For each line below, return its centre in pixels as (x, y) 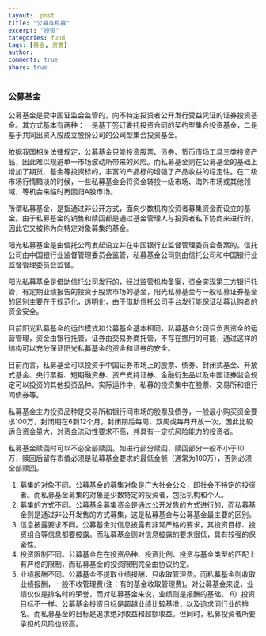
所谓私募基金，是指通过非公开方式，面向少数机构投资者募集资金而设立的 (126, 209)
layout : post (32, 15)
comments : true (33, 60)
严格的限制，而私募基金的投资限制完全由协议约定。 (110, 565)
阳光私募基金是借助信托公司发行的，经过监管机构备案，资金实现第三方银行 (129, 282)
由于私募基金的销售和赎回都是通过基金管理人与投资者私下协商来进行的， (140, 218)
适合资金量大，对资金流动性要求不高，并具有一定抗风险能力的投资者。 (123, 431)
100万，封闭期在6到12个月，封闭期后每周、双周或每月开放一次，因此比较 (134, 422)
